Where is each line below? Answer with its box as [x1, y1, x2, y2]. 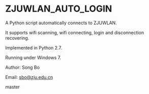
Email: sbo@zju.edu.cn [5, 74, 53, 80]
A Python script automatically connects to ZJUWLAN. [5, 20, 117, 26]
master [5, 84, 20, 90]
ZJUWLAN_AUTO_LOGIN [5, 3, 113, 15]
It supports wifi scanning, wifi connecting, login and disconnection [5, 29, 144, 35]
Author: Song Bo [5, 64, 40, 70]
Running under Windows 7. [5, 54, 61, 61]
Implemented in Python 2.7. [5, 44, 62, 51]
